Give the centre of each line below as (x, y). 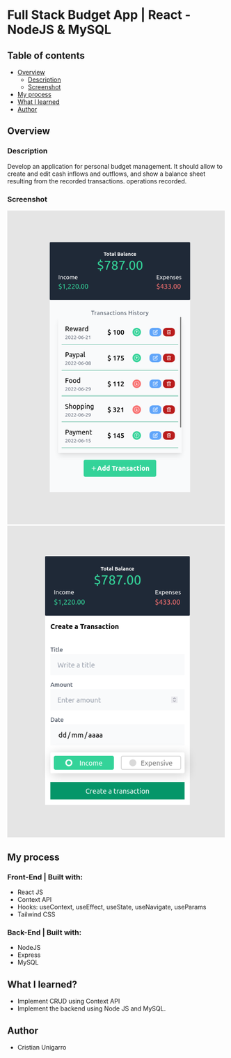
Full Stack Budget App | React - (99, 15)
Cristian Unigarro (42, 1047)
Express (29, 955)
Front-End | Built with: (45, 877)
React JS (30, 892)
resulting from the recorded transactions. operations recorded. (97, 181)
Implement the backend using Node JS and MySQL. (91, 1008)
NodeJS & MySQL (59, 30)
